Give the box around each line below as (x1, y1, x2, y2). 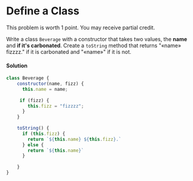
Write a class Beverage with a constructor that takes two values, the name (6, 35, 188, 42)
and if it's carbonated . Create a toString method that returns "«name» (6, 42, 181, 49)
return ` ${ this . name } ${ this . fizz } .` (27, 136, 121, 142)
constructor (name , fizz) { (17, 81, 84, 87)
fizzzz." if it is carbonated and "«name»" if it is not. (6, 48, 131, 55)
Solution (6, 62, 28, 69)
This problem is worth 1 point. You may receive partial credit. (6, 24, 155, 31)
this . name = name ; (22, 86, 68, 92)
